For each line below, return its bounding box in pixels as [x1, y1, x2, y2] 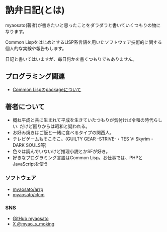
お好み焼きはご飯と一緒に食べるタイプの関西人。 [12, 129, 114, 136]
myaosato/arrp [12, 186, 44, 192]
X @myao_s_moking [12, 221, 55, 227]
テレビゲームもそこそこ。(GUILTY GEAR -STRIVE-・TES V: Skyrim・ [12, 136, 155, 142]
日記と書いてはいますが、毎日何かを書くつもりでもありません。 [5, 56, 137, 62]
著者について [5, 102, 45, 111]
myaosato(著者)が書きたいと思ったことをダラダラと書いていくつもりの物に [5, 22, 161, 28]
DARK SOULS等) [12, 142, 47, 148]
